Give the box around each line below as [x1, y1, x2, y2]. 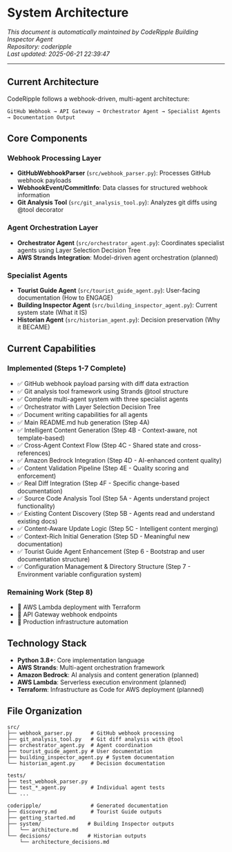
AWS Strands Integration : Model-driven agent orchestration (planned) [17, 253, 219, 262]
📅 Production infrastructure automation [17, 618, 128, 626]
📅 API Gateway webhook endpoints [17, 610, 117, 619]
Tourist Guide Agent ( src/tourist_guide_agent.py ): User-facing [17, 287, 200, 295]
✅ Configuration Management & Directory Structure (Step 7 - [17, 562, 191, 570]
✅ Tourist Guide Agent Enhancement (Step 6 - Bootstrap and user [17, 547, 205, 555]
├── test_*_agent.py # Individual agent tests [7, 784, 166, 791]
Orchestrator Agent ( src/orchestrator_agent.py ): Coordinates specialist [17, 238, 224, 246]
